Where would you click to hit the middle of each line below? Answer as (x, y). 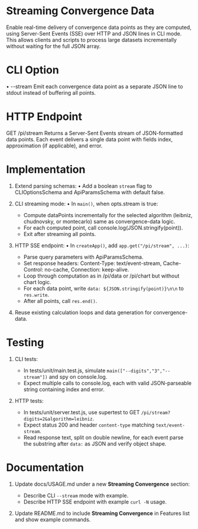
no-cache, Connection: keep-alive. (87, 269)
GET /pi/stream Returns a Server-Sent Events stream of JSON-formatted (95, 133)
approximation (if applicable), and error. (54, 146)
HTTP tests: (29, 401)
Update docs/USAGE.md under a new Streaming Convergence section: (102, 484)
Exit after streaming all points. (60, 234)
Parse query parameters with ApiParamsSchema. (83, 257)
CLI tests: (26, 359)
